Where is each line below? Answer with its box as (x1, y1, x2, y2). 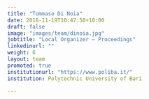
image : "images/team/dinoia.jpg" (7, 29, 105, 37)
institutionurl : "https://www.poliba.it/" (7, 68, 133, 75)
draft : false (7, 23, 45, 30)
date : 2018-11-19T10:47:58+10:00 (7, 17, 105, 24)
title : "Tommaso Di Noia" (7, 10, 83, 17)
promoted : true (7, 62, 52, 69)
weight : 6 (7, 49, 36, 56)
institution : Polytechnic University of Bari (7, 75, 142, 82)
